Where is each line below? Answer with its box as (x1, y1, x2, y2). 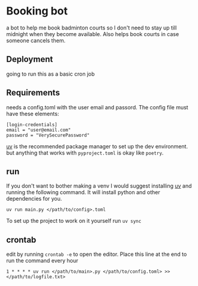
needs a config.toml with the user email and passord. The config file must (6, 103, 188, 111)
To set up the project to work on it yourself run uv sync (6, 218, 142, 225)
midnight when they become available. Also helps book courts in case (6, 30, 179, 37)
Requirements (6, 88, 60, 98)
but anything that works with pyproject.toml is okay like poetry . (6, 149, 164, 156)
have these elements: (6, 110, 59, 117)
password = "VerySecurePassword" (6, 132, 90, 138)
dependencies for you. (6, 195, 62, 202)
